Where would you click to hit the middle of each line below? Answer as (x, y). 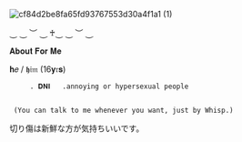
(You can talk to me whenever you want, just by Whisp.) (123, 110)
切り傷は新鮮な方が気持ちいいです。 (77, 128)
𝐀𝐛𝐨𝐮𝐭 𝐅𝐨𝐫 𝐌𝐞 (35, 51)
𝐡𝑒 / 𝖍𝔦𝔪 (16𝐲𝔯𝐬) (38, 69)
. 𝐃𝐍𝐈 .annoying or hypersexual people (109, 86)
